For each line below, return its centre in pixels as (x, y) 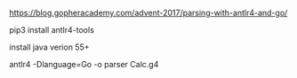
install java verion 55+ (49, 47)
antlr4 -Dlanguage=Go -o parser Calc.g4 (84, 64)
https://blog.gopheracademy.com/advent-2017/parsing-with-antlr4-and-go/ (148, 13)
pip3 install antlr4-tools (52, 30)
